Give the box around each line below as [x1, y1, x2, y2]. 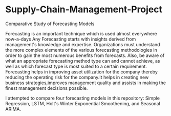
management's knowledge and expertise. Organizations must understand [5, 41, 160, 47]
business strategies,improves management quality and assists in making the [5, 80, 166, 86]
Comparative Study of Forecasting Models [5, 21, 95, 27]
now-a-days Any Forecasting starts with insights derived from [5, 36, 136, 42]
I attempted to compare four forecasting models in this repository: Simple [5, 95, 160, 101]
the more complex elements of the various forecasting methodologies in [5, 47, 157, 53]
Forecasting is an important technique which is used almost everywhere [5, 30, 157, 36]
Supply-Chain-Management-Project [5, 4, 163, 15]
